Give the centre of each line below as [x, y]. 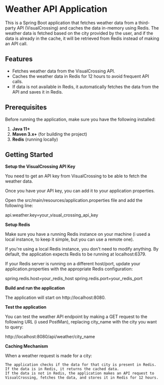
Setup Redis [18, 225]
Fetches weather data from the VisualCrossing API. [64, 71]
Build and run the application [35, 288]
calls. [17, 81]
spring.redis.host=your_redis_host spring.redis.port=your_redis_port [74, 279]
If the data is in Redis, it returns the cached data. [62, 369]
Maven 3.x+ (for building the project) [49, 134]
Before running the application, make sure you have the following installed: [80, 119]
